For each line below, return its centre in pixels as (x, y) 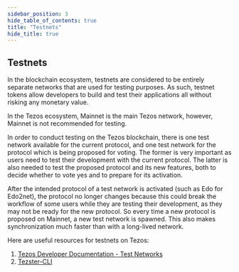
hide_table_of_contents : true (52, 21)
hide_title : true (33, 34)
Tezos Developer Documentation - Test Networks (90, 254)
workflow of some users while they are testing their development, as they (115, 204)
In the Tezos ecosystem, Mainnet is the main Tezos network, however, (110, 116)
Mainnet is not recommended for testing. (67, 124)
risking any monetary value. (48, 102)
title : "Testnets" (34, 27)
